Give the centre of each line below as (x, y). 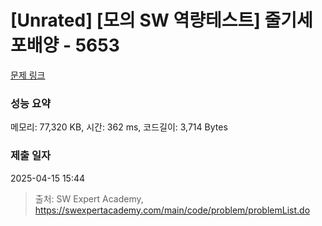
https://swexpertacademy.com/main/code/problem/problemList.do (172, 210)
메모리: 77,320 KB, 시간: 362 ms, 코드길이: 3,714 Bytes (119, 127)
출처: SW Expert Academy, (89, 198)
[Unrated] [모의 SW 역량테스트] (135, 20)
